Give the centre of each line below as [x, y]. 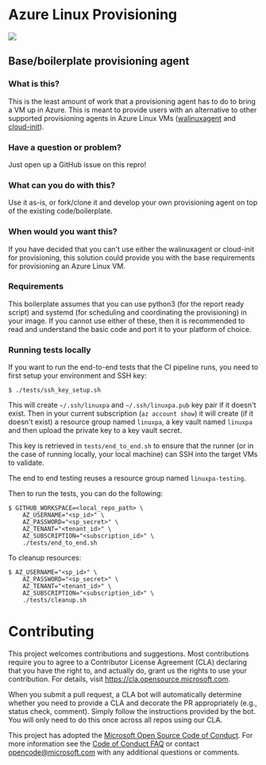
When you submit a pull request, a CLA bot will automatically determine [125, 695]
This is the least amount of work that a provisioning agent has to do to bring [132, 101]
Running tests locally [50, 349]
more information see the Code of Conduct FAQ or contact [104, 744]
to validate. [27, 463]
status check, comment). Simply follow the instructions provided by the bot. [132, 712]
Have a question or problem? [65, 147]
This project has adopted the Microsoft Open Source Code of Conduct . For [131, 736]
